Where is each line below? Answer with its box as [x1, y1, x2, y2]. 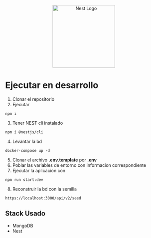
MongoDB [12, 222, 33, 228]
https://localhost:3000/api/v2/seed [5, 195, 81, 200]
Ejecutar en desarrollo [5, 80, 99, 91]
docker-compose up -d [5, 148, 50, 153]
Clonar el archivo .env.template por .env [12, 157, 97, 163]
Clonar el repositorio [12, 96, 55, 102]
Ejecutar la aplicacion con [12, 167, 66, 173]
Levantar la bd [12, 138, 42, 144]
